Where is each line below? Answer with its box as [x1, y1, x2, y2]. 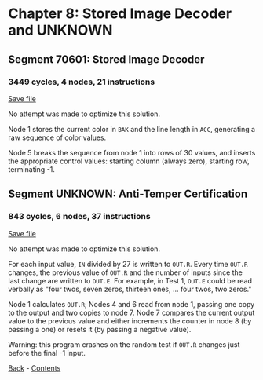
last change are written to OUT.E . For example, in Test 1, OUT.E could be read [8, 276, 253, 285]
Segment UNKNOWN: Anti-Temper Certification [8, 188, 248, 201]
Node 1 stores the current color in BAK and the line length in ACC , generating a [8, 124, 256, 133]
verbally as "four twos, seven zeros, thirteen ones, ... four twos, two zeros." [8, 284, 252, 294]
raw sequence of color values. [8, 133, 107, 142]
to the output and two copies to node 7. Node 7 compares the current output [8, 308, 255, 317]
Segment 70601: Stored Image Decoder [8, 53, 205, 66]
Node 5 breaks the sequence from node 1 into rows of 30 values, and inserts [8, 148, 256, 157]
